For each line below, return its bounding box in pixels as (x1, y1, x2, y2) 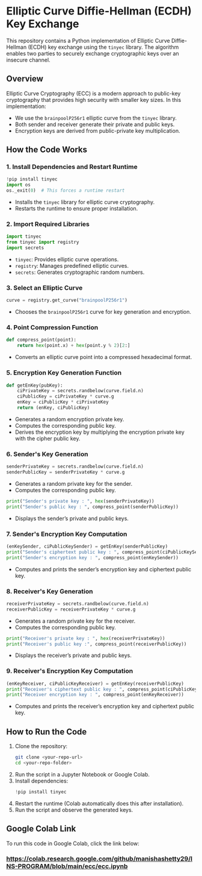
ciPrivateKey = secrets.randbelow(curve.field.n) (17, 388, 144, 394)
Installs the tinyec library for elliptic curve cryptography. (14, 198, 155, 206)
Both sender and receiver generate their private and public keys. (14, 121, 175, 128)
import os (6, 182, 31, 188)
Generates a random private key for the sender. (14, 480, 133, 487)
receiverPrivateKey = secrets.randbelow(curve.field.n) (6, 600, 149, 607)
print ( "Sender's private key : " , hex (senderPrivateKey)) (6, 498, 155, 504)
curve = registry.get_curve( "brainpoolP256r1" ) (6, 297, 128, 303)
